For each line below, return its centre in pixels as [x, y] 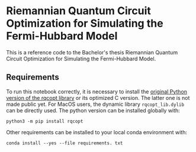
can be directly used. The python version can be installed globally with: [93, 110]
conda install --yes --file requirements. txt [65, 143]
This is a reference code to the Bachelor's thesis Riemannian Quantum [92, 52]
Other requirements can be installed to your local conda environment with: [97, 132]
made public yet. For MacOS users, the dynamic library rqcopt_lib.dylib [95, 104]
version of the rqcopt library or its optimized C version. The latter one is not [98, 98]
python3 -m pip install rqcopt [45, 121]
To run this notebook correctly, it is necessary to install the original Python [97, 91]
